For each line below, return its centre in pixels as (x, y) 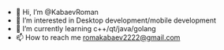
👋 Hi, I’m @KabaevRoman (57, 12)
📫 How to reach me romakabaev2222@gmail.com (98, 37)
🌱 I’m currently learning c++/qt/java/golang (86, 29)
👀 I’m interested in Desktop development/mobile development (116, 20)
